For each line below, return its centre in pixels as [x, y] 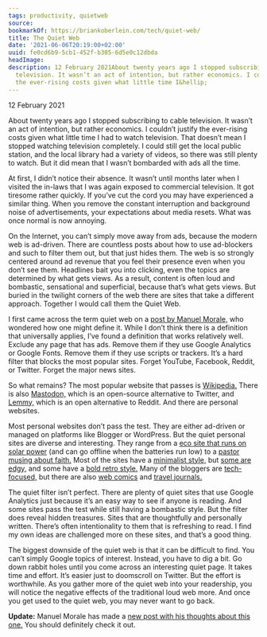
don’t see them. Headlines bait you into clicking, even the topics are [119, 270]
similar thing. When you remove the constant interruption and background [129, 203]
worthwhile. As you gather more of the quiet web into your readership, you [130, 584]
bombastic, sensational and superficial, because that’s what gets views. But [132, 287]
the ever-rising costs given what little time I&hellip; [112, 82]
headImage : [26, 61]
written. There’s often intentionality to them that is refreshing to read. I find [130, 526]
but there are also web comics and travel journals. [120, 477]
